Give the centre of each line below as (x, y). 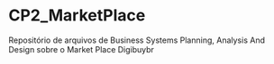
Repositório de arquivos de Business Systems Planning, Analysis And (137, 40)
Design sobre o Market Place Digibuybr (82, 49)
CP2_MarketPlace (77, 16)
